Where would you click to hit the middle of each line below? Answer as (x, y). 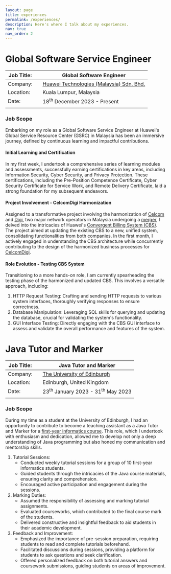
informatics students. (43, 468)
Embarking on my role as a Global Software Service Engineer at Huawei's (82, 130)
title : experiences (26, 15)
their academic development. (51, 527)
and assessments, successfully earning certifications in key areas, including (85, 169)
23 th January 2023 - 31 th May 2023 (87, 391)
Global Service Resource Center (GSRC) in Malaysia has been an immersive (85, 135)
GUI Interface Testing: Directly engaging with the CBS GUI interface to (86, 323)
